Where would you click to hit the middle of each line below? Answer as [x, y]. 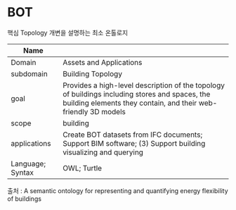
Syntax [22, 172]
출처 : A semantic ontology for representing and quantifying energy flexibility [118, 190]
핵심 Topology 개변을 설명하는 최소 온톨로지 [68, 32]
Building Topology [93, 73]
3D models [108, 111]
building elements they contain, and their [130, 103]
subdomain [29, 73]
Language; [28, 163]
